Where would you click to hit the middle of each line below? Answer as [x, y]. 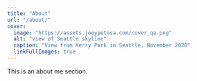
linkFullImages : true [45, 52]
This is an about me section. [48, 71]
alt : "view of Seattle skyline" [60, 39]
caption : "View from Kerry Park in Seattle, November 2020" [102, 45]
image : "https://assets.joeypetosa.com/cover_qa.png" [93, 33]
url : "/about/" [29, 20]
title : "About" [29, 13]
